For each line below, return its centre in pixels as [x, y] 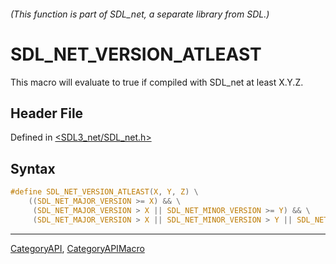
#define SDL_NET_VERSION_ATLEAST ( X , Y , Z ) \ [104, 192]
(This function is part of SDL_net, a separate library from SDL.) [140, 14]
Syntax [33, 168]
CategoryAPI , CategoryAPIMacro [77, 248]
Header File [47, 113]
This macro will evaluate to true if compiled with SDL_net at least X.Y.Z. [157, 82]
